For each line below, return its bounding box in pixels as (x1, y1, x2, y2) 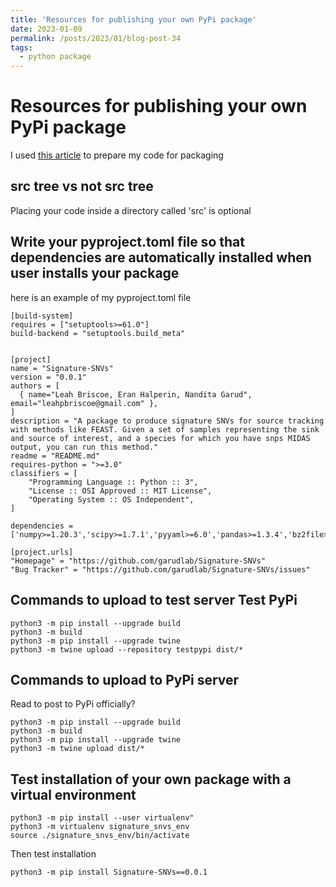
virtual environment (10, 786, 137, 803)
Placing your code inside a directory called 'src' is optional (10, 204, 252, 216)
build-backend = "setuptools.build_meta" (10, 328, 186, 338)
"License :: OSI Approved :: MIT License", (28, 486, 213, 496)
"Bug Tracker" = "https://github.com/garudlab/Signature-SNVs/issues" (10, 564, 311, 575)
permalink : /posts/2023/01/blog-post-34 (10, 33, 182, 43)
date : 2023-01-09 (10, 24, 83, 34)
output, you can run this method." (10, 442, 159, 452)
